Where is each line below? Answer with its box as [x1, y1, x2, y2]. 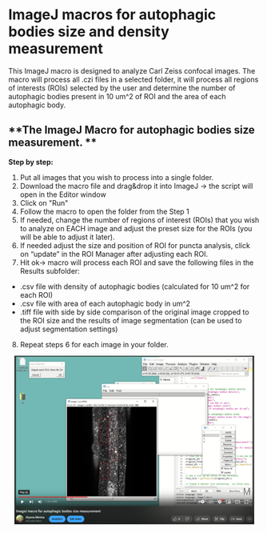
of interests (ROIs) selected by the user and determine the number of [8, 82, 236, 93]
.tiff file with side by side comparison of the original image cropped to [19, 307, 249, 317]
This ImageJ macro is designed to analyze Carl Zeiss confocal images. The [8, 66, 256, 75]
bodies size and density [8, 22, 169, 41]
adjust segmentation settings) [19, 324, 118, 334]
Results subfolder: [19, 266, 80, 275]
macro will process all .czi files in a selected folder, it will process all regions [8, 74, 259, 84]
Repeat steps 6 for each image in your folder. [19, 339, 169, 349]
